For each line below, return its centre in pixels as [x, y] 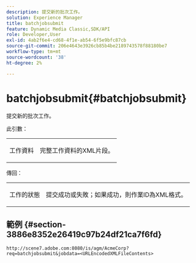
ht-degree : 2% [24, 63]
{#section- [45, 224]
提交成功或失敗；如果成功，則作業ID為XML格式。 [117, 195]
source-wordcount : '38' [37, 57]
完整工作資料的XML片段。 [77, 151]
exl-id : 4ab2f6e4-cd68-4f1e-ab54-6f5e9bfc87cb [66, 40]
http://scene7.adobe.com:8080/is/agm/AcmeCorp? [68, 248]
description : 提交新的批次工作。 [45, 12]
